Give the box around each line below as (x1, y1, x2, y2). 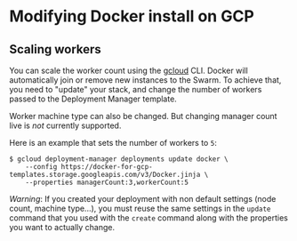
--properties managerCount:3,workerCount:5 (25, 178, 189, 187)
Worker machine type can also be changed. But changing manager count (9, 111, 277, 121)
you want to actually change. (9, 222, 116, 232)
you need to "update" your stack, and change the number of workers (9, 84, 262, 94)
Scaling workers (9, 42, 102, 57)
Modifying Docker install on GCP (9, 6, 255, 27)
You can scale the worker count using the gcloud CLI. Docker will (9, 65, 249, 76)
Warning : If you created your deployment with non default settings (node (9, 194, 277, 204)
